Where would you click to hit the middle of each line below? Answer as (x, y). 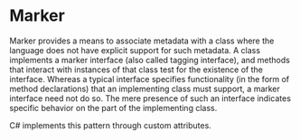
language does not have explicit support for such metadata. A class (135, 50)
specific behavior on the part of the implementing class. (113, 107)
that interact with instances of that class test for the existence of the (136, 70)
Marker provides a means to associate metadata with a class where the (142, 41)
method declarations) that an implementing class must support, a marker (145, 89)
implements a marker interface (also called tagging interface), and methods (150, 60)
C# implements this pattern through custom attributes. (111, 125)
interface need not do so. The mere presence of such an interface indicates (150, 98)
